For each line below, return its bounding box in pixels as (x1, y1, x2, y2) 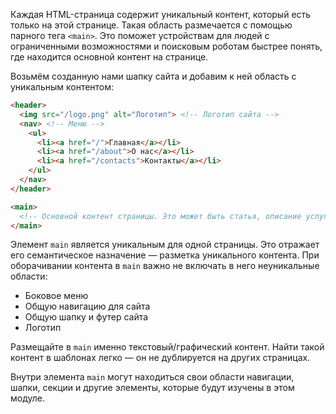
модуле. (10, 392, 45, 404)
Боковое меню (24, 290, 89, 302)
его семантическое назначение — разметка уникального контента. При (10, 249, 320, 261)
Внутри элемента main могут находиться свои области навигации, (10, 371, 295, 383)
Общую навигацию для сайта (24, 300, 151, 313)
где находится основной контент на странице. (10, 51, 209, 63)
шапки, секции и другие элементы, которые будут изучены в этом (10, 382, 295, 394)
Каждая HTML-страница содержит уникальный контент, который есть (10, 9, 312, 20)
